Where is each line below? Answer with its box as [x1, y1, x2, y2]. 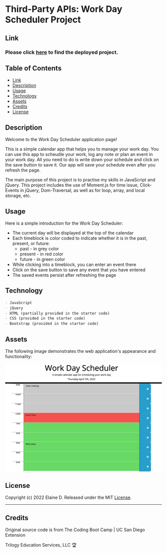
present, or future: [12, 240, 50, 246]
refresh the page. [5, 167, 41, 173]
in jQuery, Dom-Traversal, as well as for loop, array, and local [20, 187, 145, 193]
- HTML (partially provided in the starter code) [5, 311, 110, 316]
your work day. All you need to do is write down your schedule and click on [5, 157, 159, 162]
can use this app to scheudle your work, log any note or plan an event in [5, 152, 153, 158]
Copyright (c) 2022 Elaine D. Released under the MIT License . [5, 494, 132, 500]
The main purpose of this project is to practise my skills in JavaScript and [5, 177, 156, 183]
